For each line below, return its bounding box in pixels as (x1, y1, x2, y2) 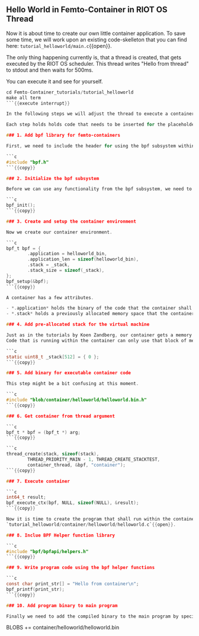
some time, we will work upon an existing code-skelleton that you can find (6, 36, 188, 43)
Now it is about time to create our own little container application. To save (6, 30, 185, 37)
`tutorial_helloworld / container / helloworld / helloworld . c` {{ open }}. (6, 521, 176, 528)
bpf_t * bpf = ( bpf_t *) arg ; (6, 429, 81, 435)
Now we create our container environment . (6, 229, 113, 235)
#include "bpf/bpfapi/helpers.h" (6, 548, 89, 554)
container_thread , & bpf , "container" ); (27, 462, 126, 468)
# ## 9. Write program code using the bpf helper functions (6, 565, 155, 571)
